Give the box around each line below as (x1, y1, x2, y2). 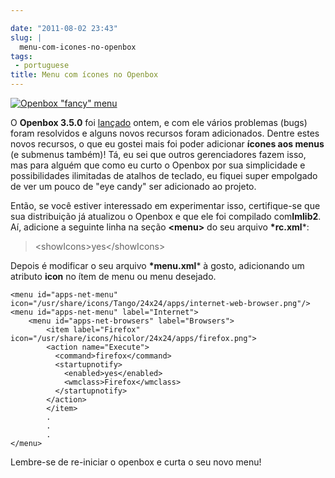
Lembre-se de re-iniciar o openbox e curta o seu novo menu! (10, 456, 262, 468)
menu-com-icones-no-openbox (19, 42, 137, 52)
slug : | (10, 32, 43, 43)
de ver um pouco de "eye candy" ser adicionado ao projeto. (10, 181, 257, 192)
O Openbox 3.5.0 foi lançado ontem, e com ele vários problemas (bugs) (10, 117, 308, 128)
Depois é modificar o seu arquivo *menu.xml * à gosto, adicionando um (10, 260, 305, 271)
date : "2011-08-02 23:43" (10, 23, 118, 33)
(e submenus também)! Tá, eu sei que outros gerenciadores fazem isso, (10, 149, 307, 160)
